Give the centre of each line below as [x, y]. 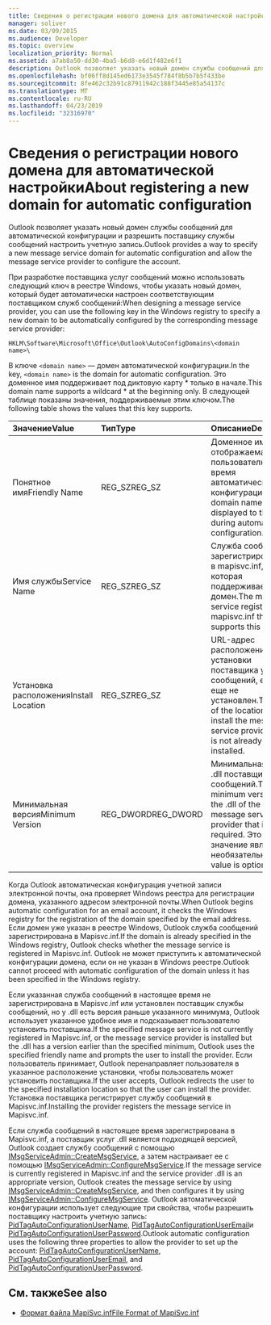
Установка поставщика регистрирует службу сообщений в [110, 1097]
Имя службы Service [52, 581]
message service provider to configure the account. [95, 261]
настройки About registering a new [129, 188]
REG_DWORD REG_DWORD [152, 814]
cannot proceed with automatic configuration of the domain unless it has [129, 971]
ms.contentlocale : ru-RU [50, 99]
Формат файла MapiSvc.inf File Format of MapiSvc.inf [109, 1312]
